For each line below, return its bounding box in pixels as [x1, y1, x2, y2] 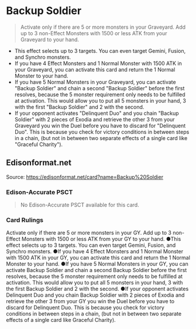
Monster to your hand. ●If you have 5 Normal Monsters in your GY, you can [6, 260, 188, 267]
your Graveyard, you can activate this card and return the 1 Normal [14, 66, 176, 73]
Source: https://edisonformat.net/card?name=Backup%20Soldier [6, 173, 164, 180]
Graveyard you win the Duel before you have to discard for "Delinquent [14, 122, 186, 129]
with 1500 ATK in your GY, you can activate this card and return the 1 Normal [6, 254, 190, 262]
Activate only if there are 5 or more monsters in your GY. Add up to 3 [6, 229, 171, 236]
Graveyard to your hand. [20, 36, 80, 43]
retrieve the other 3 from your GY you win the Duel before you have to [6, 298, 174, 305]
